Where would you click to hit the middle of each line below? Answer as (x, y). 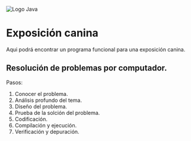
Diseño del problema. (41, 106)
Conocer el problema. (41, 94)
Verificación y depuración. (47, 132)
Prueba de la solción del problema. (57, 113)
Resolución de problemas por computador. (87, 68)
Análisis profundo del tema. (48, 100)
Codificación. (31, 119)
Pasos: (15, 82)
